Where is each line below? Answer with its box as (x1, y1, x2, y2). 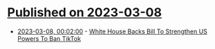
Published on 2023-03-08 (7, 5, 162, 20)
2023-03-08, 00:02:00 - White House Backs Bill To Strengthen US (17, 27, 208, 35)
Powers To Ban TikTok (17, 34, 81, 42)
